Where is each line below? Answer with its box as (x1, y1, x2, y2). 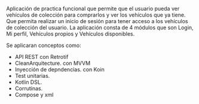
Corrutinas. (14, 85, 43, 92)
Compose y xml (14, 92, 54, 98)
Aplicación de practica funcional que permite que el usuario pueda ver (6, 5, 180, 12)
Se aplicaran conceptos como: (6, 42, 82, 49)
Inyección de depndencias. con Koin (14, 66, 105, 73)
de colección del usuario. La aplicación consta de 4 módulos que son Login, (6, 24, 194, 31)
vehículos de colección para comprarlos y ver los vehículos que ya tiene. (6, 11, 186, 18)
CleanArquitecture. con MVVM (14, 59, 91, 67)
